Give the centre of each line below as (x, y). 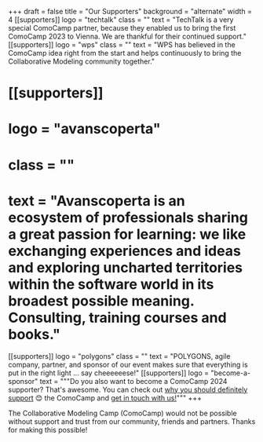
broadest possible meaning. (101, 301)
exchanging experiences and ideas (124, 251)
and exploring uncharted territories (126, 267)
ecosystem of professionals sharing (128, 217)
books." (34, 334)
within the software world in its (111, 284)
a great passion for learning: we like (127, 234)
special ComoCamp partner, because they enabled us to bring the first (122, 28)
